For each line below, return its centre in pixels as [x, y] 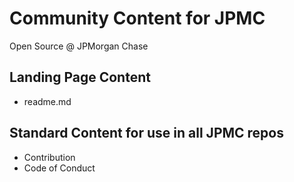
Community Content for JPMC [137, 18]
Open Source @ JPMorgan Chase [79, 46]
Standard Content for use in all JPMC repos [147, 133]
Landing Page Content [80, 77]
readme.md [47, 101]
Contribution [49, 157]
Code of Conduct [59, 168]
